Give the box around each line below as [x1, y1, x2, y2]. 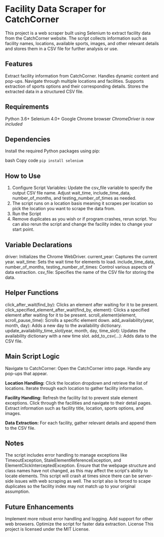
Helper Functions [5, 289, 59, 297]
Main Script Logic [5, 352, 60, 361]
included [5, 121, 23, 127]
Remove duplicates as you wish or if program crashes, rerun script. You [12, 216, 157, 222]
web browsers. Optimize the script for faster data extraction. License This [5, 521, 154, 527]
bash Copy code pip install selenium [5, 158, 84, 164]
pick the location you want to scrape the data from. [12, 206, 116, 212]
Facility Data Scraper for [5, 3, 106, 15]
